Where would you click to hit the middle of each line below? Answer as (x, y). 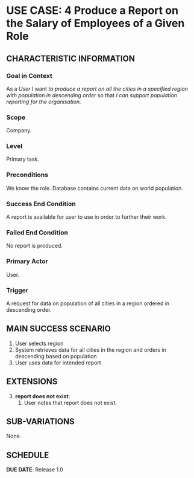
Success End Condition (41, 204)
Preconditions (27, 175)
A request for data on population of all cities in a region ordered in (88, 303)
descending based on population (56, 356)
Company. (19, 131)
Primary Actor (27, 262)
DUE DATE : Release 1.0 (35, 470)
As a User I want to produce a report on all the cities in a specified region (97, 89)
